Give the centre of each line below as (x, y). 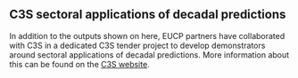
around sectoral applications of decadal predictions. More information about (149, 55)
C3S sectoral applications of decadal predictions (148, 15)
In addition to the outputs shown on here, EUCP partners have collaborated (147, 35)
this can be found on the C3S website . (79, 64)
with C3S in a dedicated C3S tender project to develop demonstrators (137, 45)
